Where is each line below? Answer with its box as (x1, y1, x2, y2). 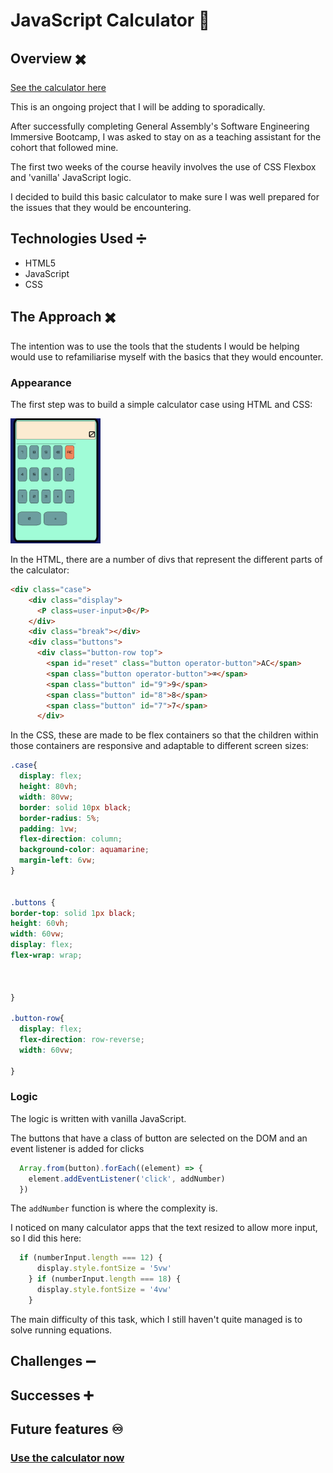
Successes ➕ (10, 1387, 94, 1404)
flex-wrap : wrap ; (10, 950, 83, 961)
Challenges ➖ (10, 1353, 97, 1370)
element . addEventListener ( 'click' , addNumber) (28, 1174, 226, 1184)
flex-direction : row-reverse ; (19, 1035, 145, 1045)
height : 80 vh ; (19, 782, 78, 792)
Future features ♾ (10, 1421, 124, 1438)
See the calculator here (10, 82, 107, 93)
